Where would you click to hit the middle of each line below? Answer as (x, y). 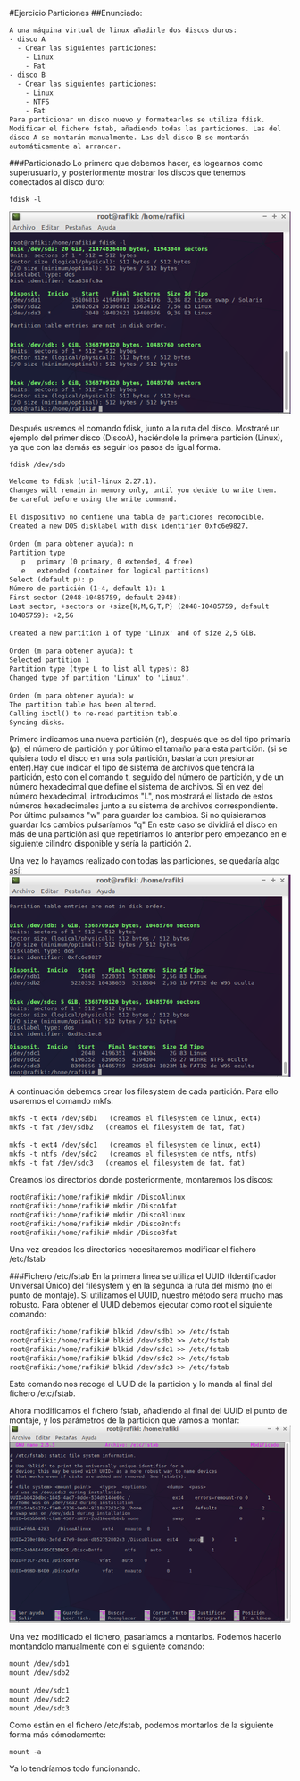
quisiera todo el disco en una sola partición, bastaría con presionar (132, 758)
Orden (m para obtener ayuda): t (71, 651)
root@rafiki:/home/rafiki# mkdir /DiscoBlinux (97, 1215)
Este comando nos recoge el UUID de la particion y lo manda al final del (141, 1384)
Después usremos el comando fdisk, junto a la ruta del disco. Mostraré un (145, 429)
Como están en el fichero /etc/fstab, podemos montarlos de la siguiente (142, 1725)
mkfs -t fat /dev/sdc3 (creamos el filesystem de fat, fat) (127, 1163)
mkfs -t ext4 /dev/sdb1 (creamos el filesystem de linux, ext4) (135, 1119)
